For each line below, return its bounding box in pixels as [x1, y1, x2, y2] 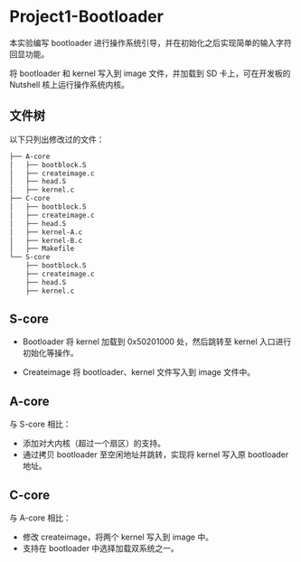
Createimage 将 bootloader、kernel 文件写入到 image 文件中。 [22, 367, 256, 378]
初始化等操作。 [22, 348, 79, 359]
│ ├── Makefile [9, 244, 75, 254]
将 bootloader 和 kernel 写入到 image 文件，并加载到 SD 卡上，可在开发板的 [9, 68, 291, 79]
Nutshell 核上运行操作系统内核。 [9, 79, 129, 89]
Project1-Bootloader [9, 6, 165, 27]
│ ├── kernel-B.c [9, 236, 83, 245]
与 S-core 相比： [9, 418, 71, 430]
